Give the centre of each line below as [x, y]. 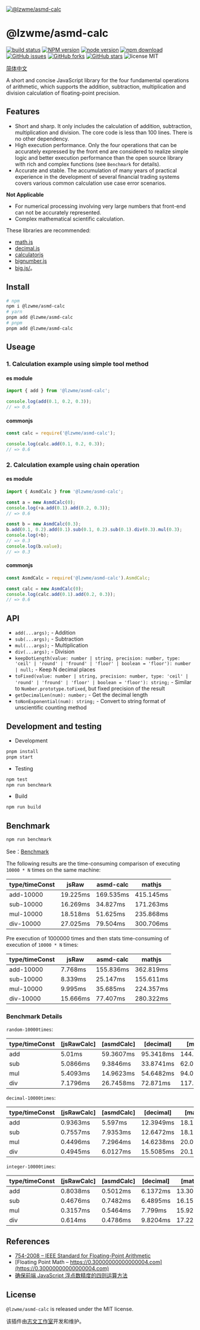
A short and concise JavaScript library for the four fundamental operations [98, 80]
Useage [21, 347]
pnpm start [20, 757]
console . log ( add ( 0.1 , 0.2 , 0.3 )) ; [49, 402]
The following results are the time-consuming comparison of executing [93, 863]
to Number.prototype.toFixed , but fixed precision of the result [90, 689]
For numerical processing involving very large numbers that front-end [100, 206]
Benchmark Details [34, 1016]
